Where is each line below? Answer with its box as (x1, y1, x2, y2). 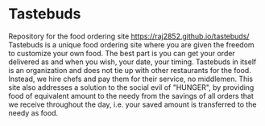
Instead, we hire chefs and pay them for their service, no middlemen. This (8, 74, 254, 83)
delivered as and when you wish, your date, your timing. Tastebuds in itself (8, 57, 257, 67)
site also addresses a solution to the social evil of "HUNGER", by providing (8, 82, 255, 92)
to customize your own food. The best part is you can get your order (8, 48, 235, 58)
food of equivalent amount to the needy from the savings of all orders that (8, 91, 254, 100)
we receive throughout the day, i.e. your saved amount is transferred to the (8, 100, 257, 109)
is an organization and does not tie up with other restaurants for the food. (8, 65, 251, 75)
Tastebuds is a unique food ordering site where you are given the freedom (8, 39, 255, 49)
